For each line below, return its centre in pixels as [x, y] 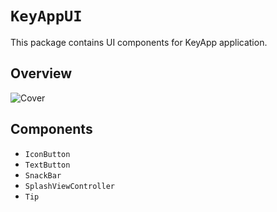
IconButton [47, 154]
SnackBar [43, 175]
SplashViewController [69, 186]
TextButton [47, 165]
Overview [41, 73]
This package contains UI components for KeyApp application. [139, 42]
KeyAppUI [46, 16]
